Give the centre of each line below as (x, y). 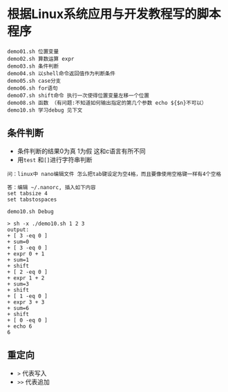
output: (18, 229)
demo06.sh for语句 (32, 88)
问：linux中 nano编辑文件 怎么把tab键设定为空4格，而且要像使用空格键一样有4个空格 (114, 174)
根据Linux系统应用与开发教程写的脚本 (114, 14)
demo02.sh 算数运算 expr (41, 59)
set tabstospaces (32, 199)
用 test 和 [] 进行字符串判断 (55, 159)
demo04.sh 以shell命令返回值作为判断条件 (61, 73)
